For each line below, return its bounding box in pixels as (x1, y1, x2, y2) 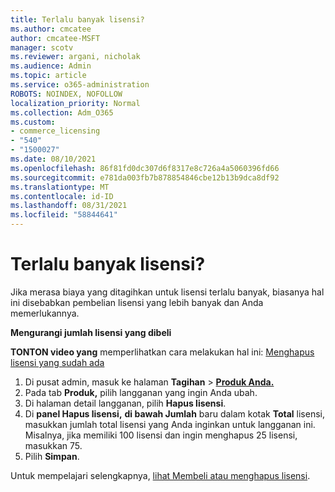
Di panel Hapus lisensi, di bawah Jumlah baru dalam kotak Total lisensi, (24, 407, 325, 420)
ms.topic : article (10, 71, 87, 81)
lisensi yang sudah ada (10, 356, 105, 368)
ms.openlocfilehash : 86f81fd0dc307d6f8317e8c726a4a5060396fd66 (10, 163, 280, 173)
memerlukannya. (10, 307, 80, 319)
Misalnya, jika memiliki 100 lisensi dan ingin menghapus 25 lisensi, (24, 429, 298, 441)
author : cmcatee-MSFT (10, 33, 101, 43)
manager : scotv (10, 42, 74, 53)
